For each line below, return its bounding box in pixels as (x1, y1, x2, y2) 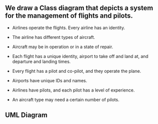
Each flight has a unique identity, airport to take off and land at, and (12, 53, 149, 59)
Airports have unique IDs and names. (12, 77, 87, 83)
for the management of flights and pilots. (5, 12, 133, 20)
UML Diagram (5, 111, 48, 120)
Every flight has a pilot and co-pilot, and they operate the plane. (12, 68, 141, 74)
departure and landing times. (12, 59, 71, 64)
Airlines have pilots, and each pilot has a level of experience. (12, 87, 135, 93)
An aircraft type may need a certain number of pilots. (12, 96, 119, 102)
